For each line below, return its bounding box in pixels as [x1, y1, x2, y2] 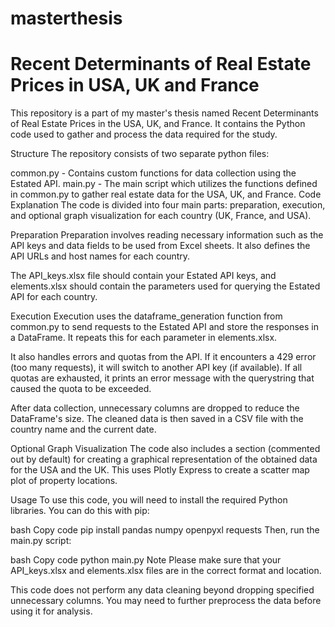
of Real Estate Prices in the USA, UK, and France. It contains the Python [10, 118, 306, 130]
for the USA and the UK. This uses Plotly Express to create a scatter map [10, 464, 310, 476]
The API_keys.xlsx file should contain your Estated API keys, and [10, 270, 277, 282]
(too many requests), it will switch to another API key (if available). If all [10, 362, 303, 374]
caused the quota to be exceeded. [10, 383, 152, 395]
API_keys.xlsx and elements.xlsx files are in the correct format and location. [10, 565, 322, 577]
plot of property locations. [10, 475, 118, 487]
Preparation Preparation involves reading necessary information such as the [10, 229, 324, 241]
